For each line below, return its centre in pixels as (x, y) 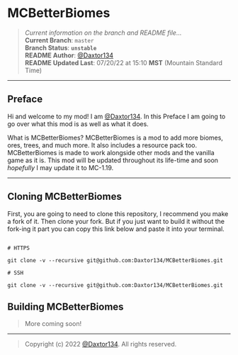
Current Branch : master (59, 40)
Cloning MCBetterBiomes (64, 197)
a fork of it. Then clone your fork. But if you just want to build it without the (116, 221)
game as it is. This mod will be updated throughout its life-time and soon (113, 160)
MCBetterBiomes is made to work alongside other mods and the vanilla (111, 152)
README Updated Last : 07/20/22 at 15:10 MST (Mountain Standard (124, 62)
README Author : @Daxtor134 (69, 55)
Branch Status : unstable (61, 47)
